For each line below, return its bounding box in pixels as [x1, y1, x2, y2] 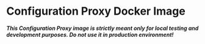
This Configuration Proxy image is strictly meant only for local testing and [6, 24, 199, 32]
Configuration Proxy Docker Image [6, 4, 186, 18]
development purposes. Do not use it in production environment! [6, 31, 174, 38]
